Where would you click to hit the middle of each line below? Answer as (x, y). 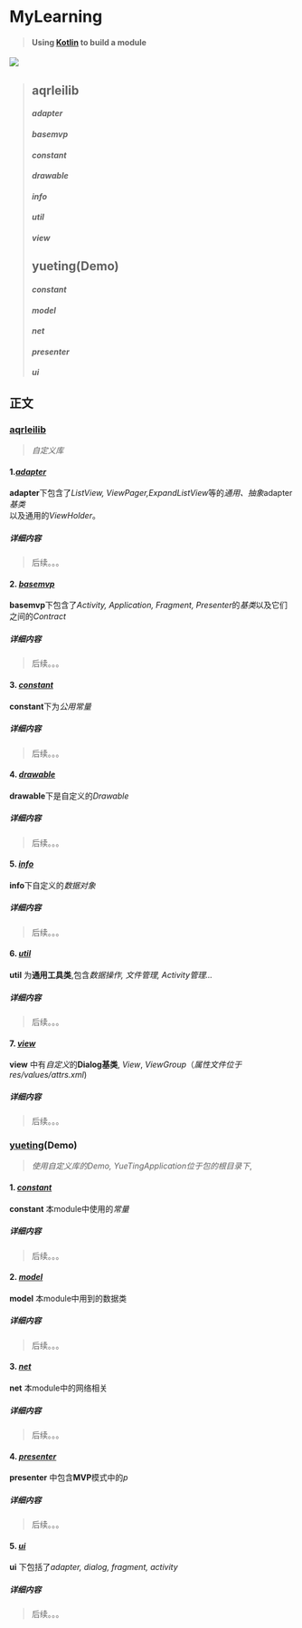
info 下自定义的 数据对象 (53, 885)
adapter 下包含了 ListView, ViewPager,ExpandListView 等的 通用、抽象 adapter (151, 493)
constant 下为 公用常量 (51, 706)
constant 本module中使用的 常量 (69, 1208)
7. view (23, 1043)
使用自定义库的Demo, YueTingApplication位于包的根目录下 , (142, 1166)
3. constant (32, 684)
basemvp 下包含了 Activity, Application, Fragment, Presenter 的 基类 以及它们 (148, 606)
